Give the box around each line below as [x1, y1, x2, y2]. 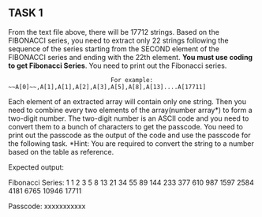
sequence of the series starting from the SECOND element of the [8, 43, 219, 54]
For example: [110, 76, 154, 84]
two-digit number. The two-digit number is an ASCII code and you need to [8, 114, 249, 123]
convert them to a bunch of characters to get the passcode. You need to [8, 122, 243, 131]
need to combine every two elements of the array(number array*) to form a [8, 105, 253, 114]
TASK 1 [8, 6, 43, 20]
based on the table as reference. [8, 147, 114, 156]
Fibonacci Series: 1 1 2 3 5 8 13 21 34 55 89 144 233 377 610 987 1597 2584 [8, 178, 254, 187]
